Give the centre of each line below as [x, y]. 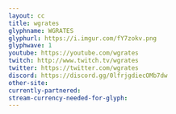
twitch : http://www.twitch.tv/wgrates [73, 61]
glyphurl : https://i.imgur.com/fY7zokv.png [83, 38]
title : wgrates [34, 23]
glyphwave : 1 [30, 46]
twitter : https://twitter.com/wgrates [73, 68]
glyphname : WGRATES [41, 31]
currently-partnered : [45, 90]
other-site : [28, 83]
